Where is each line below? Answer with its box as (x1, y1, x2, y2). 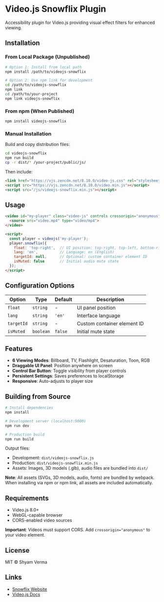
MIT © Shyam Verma (5, 559, 47, 565)
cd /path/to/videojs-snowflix (5, 83, 67, 87)
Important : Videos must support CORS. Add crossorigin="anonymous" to (5, 527, 150, 533)
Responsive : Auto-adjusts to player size (12, 378, 93, 384)
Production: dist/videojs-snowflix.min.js (12, 460, 99, 466)
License (5, 546, 30, 555)
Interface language (77, 312, 121, 319)
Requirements (5, 494, 49, 502)
